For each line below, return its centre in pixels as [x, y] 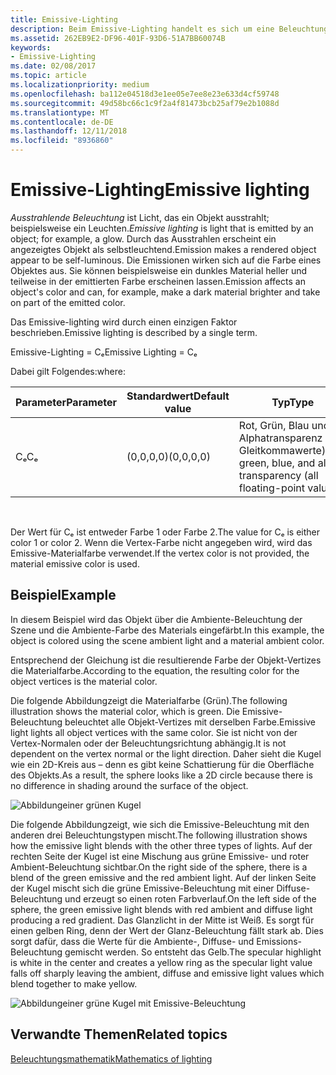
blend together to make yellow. [74, 983]
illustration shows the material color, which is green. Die [125, 711]
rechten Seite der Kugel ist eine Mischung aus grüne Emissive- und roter [160, 856]
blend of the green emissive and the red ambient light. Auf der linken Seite [163, 877]
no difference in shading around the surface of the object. [129, 785]
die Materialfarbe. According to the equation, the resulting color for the [155, 670]
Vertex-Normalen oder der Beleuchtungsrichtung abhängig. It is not [148, 743]
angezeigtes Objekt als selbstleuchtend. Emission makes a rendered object [163, 249]
